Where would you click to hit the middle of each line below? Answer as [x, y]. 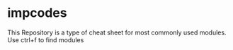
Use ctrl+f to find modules [46, 39]
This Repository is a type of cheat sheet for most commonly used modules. [117, 32]
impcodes [37, 13]
